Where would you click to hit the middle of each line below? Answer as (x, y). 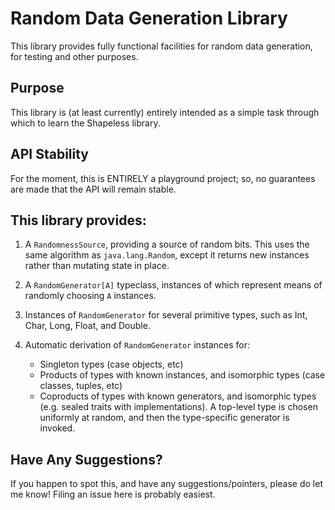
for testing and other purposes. (74, 56)
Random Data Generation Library (149, 18)
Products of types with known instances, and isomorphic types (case (182, 375)
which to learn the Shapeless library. (85, 123)
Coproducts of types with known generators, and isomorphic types (178, 396)
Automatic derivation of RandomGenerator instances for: (137, 345)
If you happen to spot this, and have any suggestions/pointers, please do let (166, 484)
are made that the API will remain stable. (93, 189)
